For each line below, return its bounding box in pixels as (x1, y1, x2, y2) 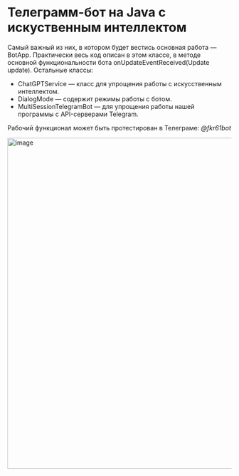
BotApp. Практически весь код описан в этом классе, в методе (7, 51, 201, 59)
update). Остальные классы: (7, 66, 94, 74)
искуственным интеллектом (7, 19, 187, 36)
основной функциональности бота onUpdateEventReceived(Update (7, 58, 210, 66)
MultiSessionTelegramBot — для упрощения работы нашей (17, 102, 195, 110)
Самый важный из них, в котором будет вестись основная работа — (7, 43, 217, 51)
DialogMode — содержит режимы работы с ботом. (17, 94, 172, 103)
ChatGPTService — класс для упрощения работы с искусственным (17, 79, 222, 88)
